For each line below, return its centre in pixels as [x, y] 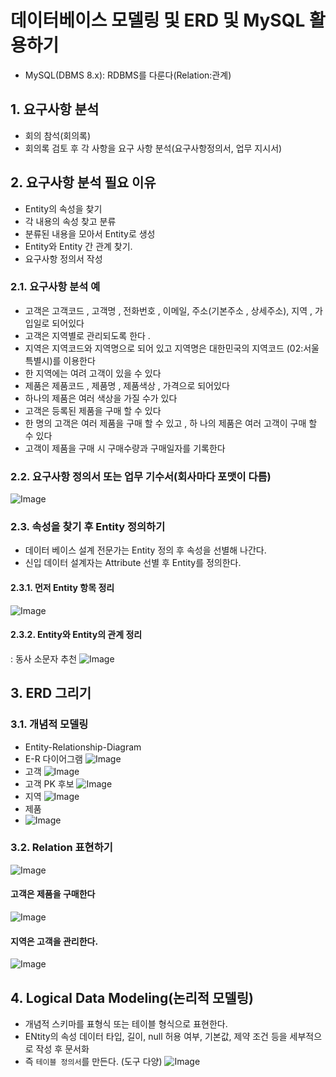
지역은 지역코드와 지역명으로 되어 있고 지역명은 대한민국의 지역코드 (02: [164, 348]
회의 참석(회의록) [58, 135]
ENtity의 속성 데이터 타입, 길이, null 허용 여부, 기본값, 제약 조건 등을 [156, 1037]
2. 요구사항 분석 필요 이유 [83, 182]
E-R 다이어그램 [53, 758]
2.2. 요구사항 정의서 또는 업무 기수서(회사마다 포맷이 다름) [141, 476]
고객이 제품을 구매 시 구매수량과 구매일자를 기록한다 [125, 448]
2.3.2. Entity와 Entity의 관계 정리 [76, 635]
